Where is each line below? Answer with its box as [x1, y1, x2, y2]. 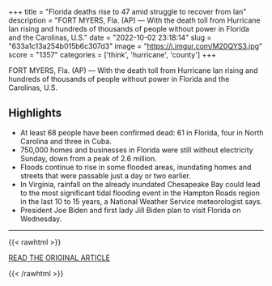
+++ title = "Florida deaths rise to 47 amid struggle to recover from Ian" [8, 7, 247, 16]
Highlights [8, 106, 62, 120]
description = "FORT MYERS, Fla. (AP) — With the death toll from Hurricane [8, 15, 261, 25]
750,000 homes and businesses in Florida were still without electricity [19, 145, 253, 155]
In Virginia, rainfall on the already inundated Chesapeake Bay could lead [19, 179, 261, 189]
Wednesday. [19, 214, 62, 224]
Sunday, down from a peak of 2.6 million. [19, 153, 158, 163]
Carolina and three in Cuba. [19, 136, 112, 146]
